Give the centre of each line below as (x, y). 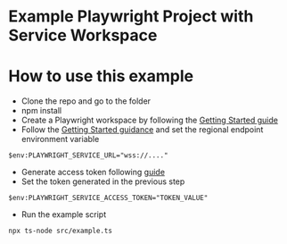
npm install (41, 111)
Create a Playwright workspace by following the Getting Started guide (149, 120)
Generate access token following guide (93, 172)
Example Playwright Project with (131, 17)
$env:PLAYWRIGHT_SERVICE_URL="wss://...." (88, 156)
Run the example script (64, 215)
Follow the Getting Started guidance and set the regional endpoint (142, 130)
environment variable (60, 139)
